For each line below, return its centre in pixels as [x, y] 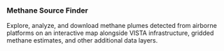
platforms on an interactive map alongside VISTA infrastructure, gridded [110, 33]
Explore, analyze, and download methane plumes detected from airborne [112, 26]
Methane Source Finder [47, 10]
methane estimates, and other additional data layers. [82, 41]
